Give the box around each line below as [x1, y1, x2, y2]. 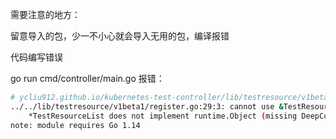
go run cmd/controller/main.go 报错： [10, 73, 165, 84]
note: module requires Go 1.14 [10, 120, 141, 130]
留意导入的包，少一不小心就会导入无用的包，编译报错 [10, 30, 230, 42]
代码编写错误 [10, 51, 63, 63]
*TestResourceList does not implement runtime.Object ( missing [28, 111, 298, 121]
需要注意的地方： [10, 9, 81, 20]
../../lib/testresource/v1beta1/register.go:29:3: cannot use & [10, 101, 284, 112]
